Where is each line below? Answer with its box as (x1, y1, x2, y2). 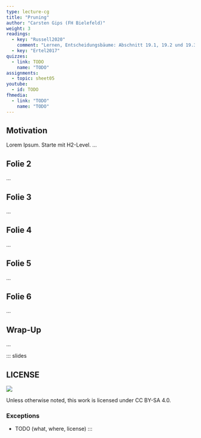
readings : (6, 31, 31, 37)
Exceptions (6, 411, 40, 419)
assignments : (6, 70, 39, 76)
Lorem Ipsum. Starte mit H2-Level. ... (6, 141, 98, 148)
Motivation (6, 125, 48, 135)
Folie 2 (6, 159, 32, 169)
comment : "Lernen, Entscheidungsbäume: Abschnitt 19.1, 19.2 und (17, 42, 184, 48)
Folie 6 (6, 291, 32, 302)
